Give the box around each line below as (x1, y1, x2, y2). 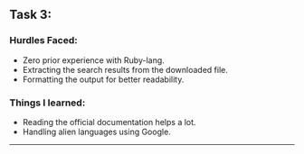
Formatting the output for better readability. (22, 74, 185, 85)
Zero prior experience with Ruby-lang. (22, 54, 165, 66)
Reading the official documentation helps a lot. (22, 116, 196, 127)
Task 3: (9, 7, 52, 23)
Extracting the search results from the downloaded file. (22, 64, 228, 75)
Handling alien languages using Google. (22, 126, 172, 137)
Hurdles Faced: (9, 34, 79, 47)
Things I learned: (9, 96, 86, 109)
